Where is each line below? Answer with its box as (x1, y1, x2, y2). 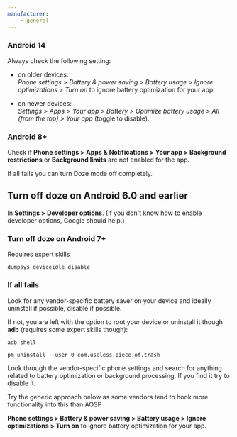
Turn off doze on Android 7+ (7, 233, 106, 243)
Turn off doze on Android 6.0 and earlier (7, 189, 188, 202)
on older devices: (17, 70, 69, 79)
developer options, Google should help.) (7, 216, 126, 224)
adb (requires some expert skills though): (7, 325, 128, 333)
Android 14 (7, 40, 46, 50)
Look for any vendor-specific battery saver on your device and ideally (7, 296, 211, 305)
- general (20, 17, 50, 24)
